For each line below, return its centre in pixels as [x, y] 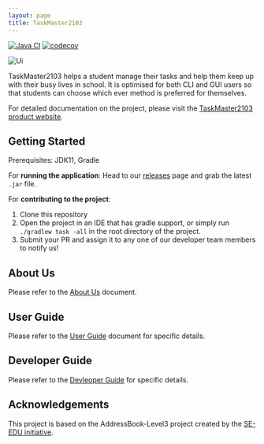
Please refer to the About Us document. [73, 292]
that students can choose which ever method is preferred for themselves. [127, 92]
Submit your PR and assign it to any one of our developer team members [138, 240]
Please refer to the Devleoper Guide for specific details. [99, 379]
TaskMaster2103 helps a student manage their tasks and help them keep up [131, 76]
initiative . [39, 432]
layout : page [30, 15]
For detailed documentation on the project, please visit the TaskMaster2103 [131, 108]
